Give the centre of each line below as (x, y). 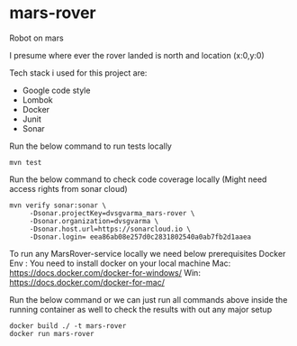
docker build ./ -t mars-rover (68, 326)
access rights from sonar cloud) (68, 188)
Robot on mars (37, 38)
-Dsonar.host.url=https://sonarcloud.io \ (110, 229)
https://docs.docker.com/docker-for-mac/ (87, 282)
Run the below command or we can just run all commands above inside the (148, 299)
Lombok (38, 100)
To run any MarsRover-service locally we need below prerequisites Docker (148, 253)
